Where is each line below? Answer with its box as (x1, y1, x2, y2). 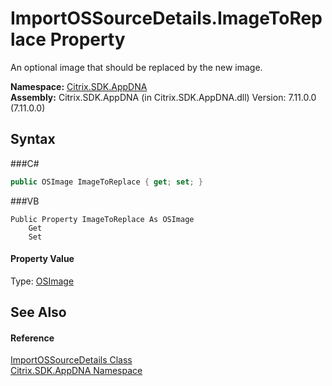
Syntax (10, 131, 56, 148)
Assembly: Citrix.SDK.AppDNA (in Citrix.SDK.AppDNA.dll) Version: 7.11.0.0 (10, 91, 317, 103)
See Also (10, 304, 67, 321)
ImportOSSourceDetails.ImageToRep (10, 7, 323, 30)
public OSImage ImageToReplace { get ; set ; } (10, 177, 203, 187)
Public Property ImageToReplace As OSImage (10, 214, 195, 224)
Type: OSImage (10, 275, 75, 287)
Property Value (10, 253, 75, 265)
